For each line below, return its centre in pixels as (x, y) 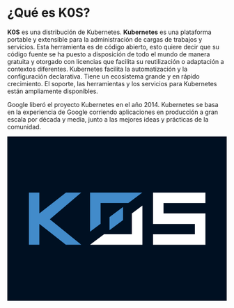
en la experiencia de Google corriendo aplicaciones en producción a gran (112, 112)
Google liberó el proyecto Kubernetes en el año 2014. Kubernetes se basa (113, 104)
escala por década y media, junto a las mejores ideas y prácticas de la (108, 119)
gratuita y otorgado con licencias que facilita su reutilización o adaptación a (116, 61)
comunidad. (24, 127)
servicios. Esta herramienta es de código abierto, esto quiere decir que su (113, 47)
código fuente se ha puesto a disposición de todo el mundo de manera (109, 54)
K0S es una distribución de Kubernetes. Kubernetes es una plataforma (109, 32)
